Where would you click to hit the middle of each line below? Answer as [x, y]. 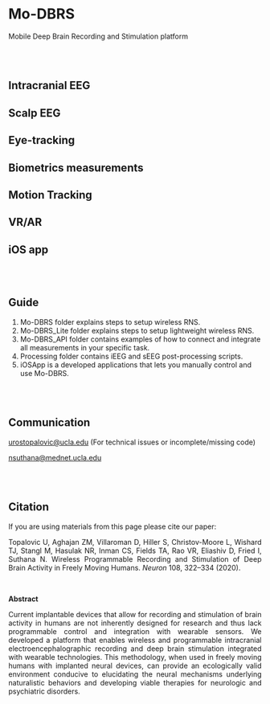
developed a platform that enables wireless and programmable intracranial [135, 640]
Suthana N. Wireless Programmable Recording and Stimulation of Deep [135, 559]
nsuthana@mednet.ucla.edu [55, 457]
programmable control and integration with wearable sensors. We [135, 631]
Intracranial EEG [49, 86]
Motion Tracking [50, 195]
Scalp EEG [35, 113]
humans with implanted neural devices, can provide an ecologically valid [135, 665]
